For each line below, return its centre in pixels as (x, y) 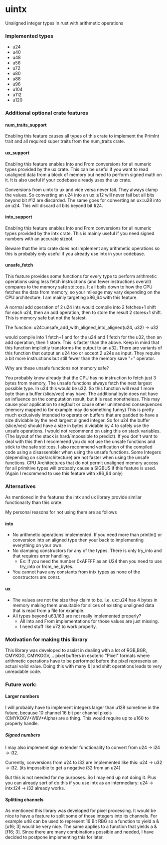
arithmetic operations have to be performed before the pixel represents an (82, 660)
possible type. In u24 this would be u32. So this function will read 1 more (80, 388)
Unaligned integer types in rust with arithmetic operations (64, 23)
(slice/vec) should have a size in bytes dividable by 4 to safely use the (77, 425)
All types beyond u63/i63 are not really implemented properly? (77, 615)
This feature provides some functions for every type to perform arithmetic (81, 276)
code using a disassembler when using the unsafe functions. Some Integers (83, 452)
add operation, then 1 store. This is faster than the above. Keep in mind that (82, 342)
